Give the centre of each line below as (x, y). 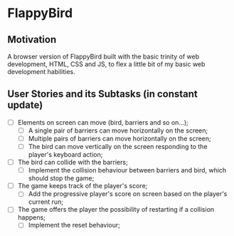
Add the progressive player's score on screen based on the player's (128, 194)
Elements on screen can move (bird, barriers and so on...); (103, 122)
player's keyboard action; (65, 155)
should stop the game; (61, 178)
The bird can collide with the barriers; (73, 163)
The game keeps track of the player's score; (83, 186)
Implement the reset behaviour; (74, 225)
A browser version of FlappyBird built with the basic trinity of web (103, 56)
